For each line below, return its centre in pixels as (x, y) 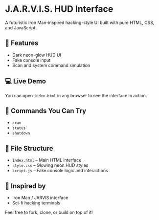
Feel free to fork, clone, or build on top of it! (49, 212)
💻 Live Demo (26, 81)
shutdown (21, 133)
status (19, 128)
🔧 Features (22, 43)
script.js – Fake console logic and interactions (60, 171)
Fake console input (31, 60)
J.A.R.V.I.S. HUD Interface (59, 9)
